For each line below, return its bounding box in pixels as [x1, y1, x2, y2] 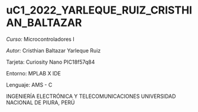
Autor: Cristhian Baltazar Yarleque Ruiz [6, 47, 101, 54]
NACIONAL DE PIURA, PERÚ [6, 98, 75, 106]
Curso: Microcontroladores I [6, 35, 75, 42]
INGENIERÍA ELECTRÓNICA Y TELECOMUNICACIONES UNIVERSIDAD [6, 93, 176, 100]
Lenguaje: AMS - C [6, 81, 53, 88]
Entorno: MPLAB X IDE [6, 70, 61, 77]
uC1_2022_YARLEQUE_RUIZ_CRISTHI [6, 4, 193, 17]
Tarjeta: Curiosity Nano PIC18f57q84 [6, 58, 95, 65]
